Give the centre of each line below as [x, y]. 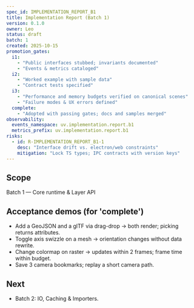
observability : [25, 119]
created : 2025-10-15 [32, 46]
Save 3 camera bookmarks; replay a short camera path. [85, 265]
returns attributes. [38, 233]
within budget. [33, 258]
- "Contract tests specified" [55, 86]
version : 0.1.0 [25, 23]
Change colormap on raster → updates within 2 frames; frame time [99, 252]
